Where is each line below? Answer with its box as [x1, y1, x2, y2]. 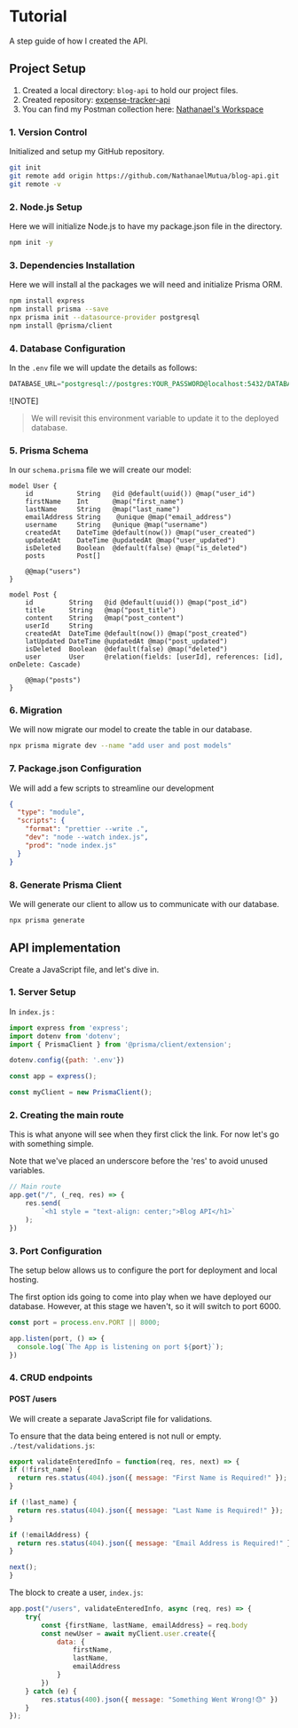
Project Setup [9, 61, 87, 76]
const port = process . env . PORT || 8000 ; [9, 1318, 161, 1327]
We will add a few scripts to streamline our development [9, 783, 215, 793]
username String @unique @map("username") [25, 521, 208, 530]
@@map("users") [25, 567, 82, 576]
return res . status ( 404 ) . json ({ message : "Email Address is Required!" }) [17, 1538, 295, 1548]
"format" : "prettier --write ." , [25, 825, 149, 833]
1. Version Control [9, 126, 88, 138]
